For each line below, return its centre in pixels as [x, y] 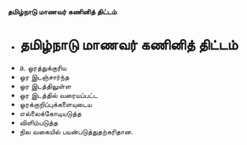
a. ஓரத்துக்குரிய [43, 67]
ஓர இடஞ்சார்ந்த [44, 77]
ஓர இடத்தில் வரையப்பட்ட [58, 95]
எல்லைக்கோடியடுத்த [50, 113]
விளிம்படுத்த [38, 122]
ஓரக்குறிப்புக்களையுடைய [55, 104]
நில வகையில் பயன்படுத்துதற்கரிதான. [76, 131]
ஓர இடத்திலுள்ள [45, 86]
